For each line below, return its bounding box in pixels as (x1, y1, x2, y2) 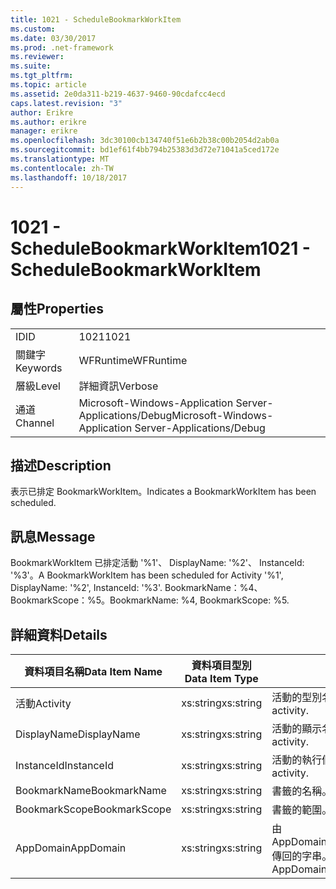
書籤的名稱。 (271, 784, 333, 798)
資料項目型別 (191, 658, 252, 672)
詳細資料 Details (10, 626, 108, 643)
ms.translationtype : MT (10, 154, 110, 164)
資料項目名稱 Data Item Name (24, 664, 163, 678)
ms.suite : (10, 61, 52, 71)
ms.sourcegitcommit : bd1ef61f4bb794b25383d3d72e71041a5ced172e (10, 145, 280, 155)
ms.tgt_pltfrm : (10, 71, 74, 81)
